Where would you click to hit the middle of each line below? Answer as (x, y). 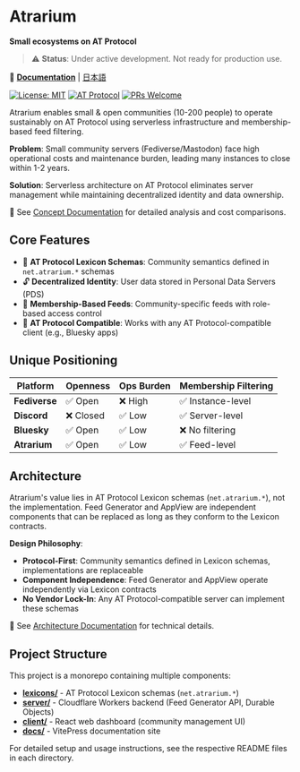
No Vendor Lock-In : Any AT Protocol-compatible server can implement (153, 599)
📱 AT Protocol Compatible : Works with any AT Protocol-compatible (146, 322)
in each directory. (42, 758)
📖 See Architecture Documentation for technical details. (112, 626)
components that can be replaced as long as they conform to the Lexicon (145, 517)
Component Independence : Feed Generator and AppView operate (145, 580)
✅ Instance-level (215, 400)
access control (75, 313)
